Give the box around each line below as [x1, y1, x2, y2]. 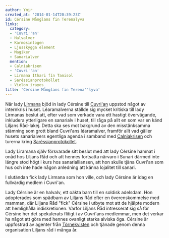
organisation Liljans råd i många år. [5, 226, 78, 232]
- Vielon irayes [10, 82, 44, 87]
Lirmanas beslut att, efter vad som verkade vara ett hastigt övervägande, [5, 111, 157, 117]
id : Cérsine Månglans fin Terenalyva [5, 17, 85, 22]
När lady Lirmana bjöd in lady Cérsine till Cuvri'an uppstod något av [5, 101, 146, 107]
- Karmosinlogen [10, 40, 44, 45]
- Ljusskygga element [10, 45, 55, 50]
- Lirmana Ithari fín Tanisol [10, 73, 73, 78]
